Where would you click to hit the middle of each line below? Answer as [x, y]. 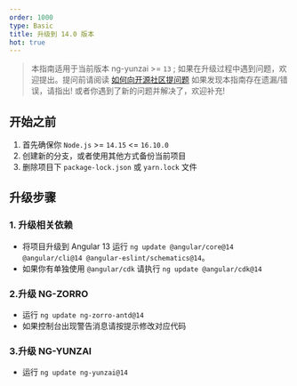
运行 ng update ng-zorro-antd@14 [83, 315]
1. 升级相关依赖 [41, 225]
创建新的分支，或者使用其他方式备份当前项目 [104, 156]
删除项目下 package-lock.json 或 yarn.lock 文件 [109, 167]
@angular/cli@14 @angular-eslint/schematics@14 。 [116, 257]
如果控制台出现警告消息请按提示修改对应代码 [104, 326]
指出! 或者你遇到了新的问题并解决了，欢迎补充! [140, 91]
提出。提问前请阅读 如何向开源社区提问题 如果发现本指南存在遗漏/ [159, 80]
